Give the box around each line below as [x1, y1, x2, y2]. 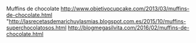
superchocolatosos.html [6, 24, 67, 31]
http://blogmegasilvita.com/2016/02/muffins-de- [67, 24, 190, 31]
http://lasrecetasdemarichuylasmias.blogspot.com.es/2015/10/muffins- [8, 18, 186, 24]
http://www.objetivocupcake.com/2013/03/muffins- [60, 5, 190, 12]
